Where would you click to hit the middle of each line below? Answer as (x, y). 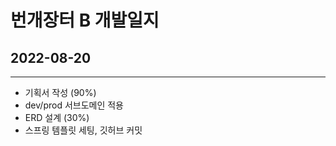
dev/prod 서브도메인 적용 (74, 105)
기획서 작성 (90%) (60, 92)
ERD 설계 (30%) (57, 117)
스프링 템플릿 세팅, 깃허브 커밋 (83, 130)
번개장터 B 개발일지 (85, 20)
